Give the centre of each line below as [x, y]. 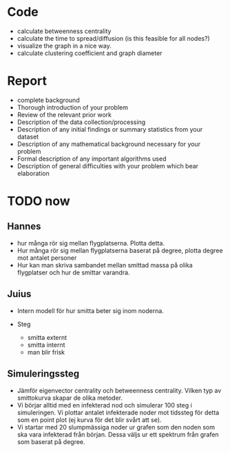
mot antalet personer [47, 258]
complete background [49, 100]
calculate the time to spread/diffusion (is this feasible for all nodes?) [113, 38]
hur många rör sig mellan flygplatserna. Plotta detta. [91, 243]
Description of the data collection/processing [81, 122]
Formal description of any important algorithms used [92, 159]
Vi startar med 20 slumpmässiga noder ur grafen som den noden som [116, 427]
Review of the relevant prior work [64, 114]
